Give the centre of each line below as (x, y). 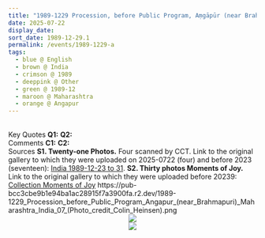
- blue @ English (44, 60)
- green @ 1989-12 (46, 89)
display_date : (32, 30)
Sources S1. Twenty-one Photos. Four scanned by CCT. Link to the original (131, 152)
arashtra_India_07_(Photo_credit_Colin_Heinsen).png (93, 210)
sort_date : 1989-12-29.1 (49, 38)
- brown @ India (42, 67)
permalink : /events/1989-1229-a (61, 45)
